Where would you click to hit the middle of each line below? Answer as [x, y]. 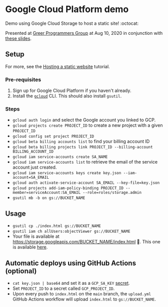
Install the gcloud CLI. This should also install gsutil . [67, 96]
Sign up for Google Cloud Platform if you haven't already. [72, 91]
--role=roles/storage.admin [112, 193]
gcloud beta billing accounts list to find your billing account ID [81, 141]
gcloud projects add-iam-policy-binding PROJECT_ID [68, 188]
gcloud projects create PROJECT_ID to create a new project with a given [88, 125]
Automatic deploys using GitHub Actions [71, 263]
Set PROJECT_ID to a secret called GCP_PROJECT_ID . [64, 288]
